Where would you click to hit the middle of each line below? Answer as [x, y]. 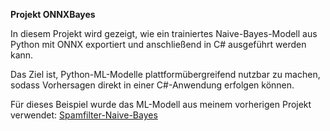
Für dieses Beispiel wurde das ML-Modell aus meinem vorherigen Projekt [161, 104]
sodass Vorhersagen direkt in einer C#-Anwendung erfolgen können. [152, 85]
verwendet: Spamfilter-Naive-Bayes [84, 115]
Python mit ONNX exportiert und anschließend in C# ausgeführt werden [158, 44]
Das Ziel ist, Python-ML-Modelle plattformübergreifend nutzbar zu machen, [165, 74]
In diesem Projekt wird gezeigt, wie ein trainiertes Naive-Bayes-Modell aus [164, 33]
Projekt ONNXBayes [53, 14]
